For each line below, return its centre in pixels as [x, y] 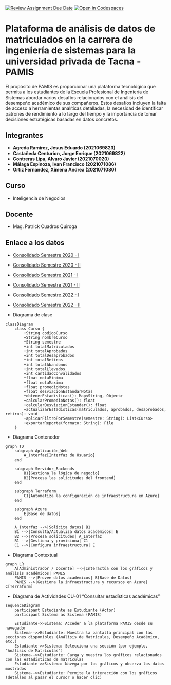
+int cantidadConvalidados [53, 374]
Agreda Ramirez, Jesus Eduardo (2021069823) [64, 148]
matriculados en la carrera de [69, 40]
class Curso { [30, 329]
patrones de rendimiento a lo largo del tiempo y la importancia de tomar [81, 113]
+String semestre [42, 342]
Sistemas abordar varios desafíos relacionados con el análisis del [74, 97]
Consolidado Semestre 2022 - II [46, 305]
